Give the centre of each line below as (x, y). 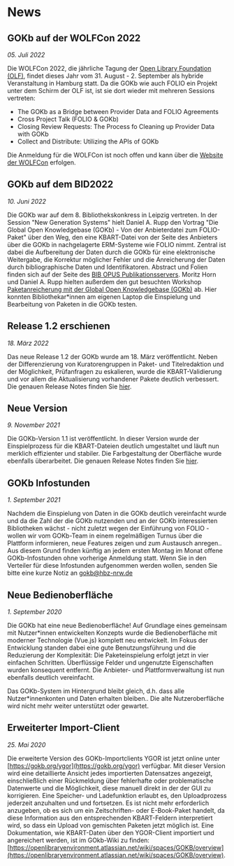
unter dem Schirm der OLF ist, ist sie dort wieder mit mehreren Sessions (111, 91)
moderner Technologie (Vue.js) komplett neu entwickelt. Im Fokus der (108, 641)
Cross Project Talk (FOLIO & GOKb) (68, 119)
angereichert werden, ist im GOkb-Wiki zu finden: (79, 840)
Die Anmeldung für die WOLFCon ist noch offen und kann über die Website (115, 155)
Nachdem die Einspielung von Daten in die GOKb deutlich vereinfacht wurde (117, 514)
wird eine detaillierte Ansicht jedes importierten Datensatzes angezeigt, (110, 773)
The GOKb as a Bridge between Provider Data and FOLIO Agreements (118, 112)
